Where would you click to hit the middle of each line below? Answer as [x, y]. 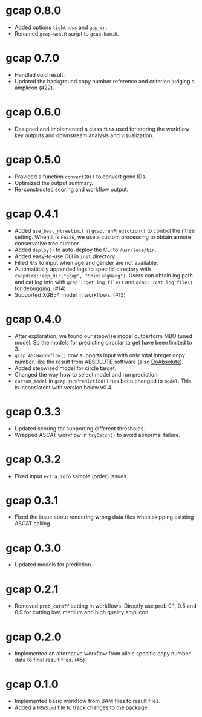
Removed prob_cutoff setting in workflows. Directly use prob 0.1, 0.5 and [105, 606]
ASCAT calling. [33, 524]
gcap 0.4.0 [34, 319]
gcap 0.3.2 [34, 459]
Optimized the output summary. [54, 183]
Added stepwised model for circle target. [65, 368]
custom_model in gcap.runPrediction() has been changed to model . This [103, 381]
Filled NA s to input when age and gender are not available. [86, 262]
